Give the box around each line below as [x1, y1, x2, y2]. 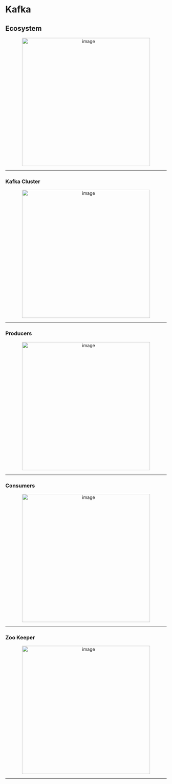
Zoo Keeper [5, 634, 35, 641]
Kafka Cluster [5, 178, 40, 185]
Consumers [5, 482, 35, 489]
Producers [5, 330, 32, 337]
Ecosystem [5, 24, 42, 33]
